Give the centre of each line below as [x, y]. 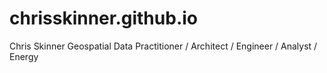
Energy [24, 56]
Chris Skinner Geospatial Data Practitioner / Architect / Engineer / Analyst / [163, 46]
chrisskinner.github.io [103, 18]
